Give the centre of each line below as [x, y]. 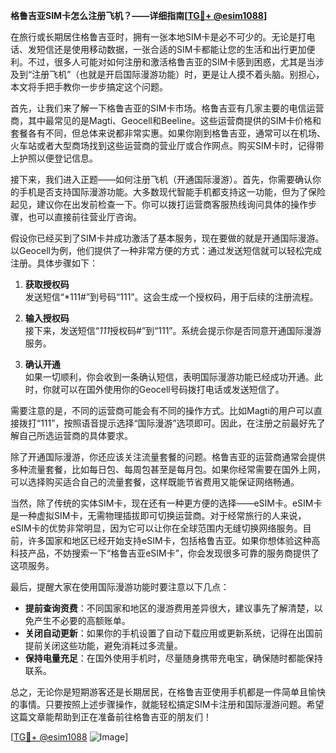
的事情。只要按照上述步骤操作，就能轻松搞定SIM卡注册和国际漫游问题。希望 [167, 704]
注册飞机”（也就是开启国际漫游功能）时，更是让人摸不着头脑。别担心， [178, 74]
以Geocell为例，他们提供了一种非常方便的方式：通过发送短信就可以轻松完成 [166, 250]
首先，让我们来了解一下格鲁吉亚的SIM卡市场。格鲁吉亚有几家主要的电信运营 [167, 108]
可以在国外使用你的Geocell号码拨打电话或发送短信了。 [172, 389]
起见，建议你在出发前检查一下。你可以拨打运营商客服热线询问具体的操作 [159, 204]
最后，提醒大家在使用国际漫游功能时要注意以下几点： [120, 587]
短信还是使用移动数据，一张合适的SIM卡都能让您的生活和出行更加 [171, 49]
